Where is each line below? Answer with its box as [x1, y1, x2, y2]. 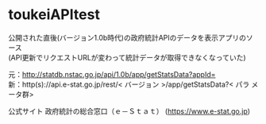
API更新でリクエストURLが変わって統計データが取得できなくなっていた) [10, 52, 246, 62]
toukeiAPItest [8, 6, 101, 24]
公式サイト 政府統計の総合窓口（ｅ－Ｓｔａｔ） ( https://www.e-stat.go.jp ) [8, 106, 251, 116]
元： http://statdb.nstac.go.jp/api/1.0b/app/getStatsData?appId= [8, 69, 216, 79]
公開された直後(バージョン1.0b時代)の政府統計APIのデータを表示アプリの [8, 33, 247, 42]
